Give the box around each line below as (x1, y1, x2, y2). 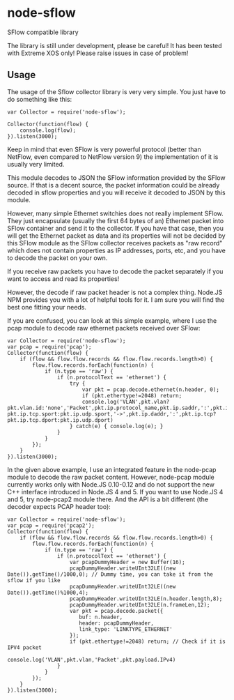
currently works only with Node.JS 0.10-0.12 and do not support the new (7, 480, 214, 489)
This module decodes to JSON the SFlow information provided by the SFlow (7, 173, 226, 182)
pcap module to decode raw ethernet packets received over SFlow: (7, 324, 201, 332)
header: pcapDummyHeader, (79, 619, 155, 627)
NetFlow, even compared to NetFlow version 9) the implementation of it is (7, 152, 219, 161)
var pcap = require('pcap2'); (7, 522, 95, 529)
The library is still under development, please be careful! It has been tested (7, 41, 222, 50)
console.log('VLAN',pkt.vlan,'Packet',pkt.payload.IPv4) (7, 656, 176, 663)
